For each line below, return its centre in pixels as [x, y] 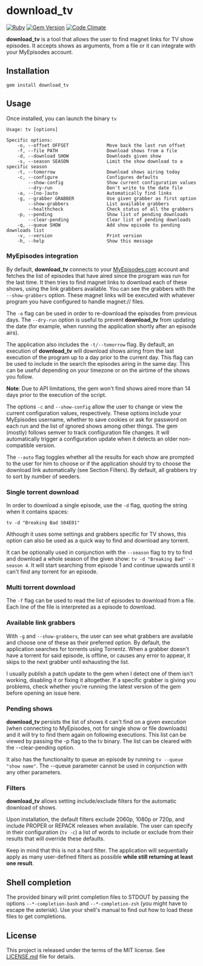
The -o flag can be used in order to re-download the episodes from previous [101, 313]
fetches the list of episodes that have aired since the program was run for [98, 275]
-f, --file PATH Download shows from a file [97, 150]
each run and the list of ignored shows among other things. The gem [92, 426]
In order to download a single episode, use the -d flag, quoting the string [97, 505]
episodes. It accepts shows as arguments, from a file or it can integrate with [101, 46]
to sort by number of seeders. [44, 476]
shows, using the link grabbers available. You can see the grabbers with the [101, 288]
